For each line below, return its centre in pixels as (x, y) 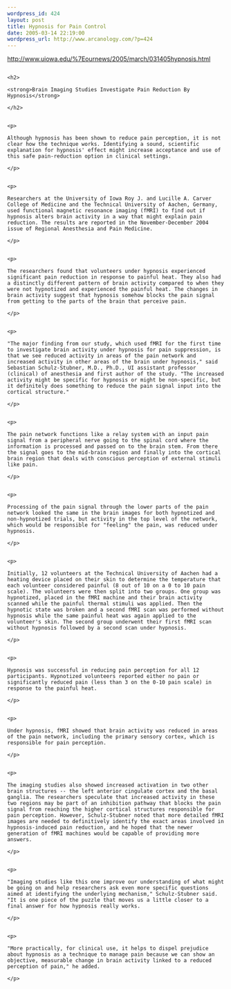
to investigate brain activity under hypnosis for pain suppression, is (114, 350)
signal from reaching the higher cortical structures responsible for (111, 809)
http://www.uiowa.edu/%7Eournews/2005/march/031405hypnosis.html (109, 59)
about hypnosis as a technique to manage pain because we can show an (111, 954)
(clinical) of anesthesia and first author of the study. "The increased (116, 374)
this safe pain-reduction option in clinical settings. (89, 156)
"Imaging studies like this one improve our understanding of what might (116, 882)
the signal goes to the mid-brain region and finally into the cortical (114, 453)
